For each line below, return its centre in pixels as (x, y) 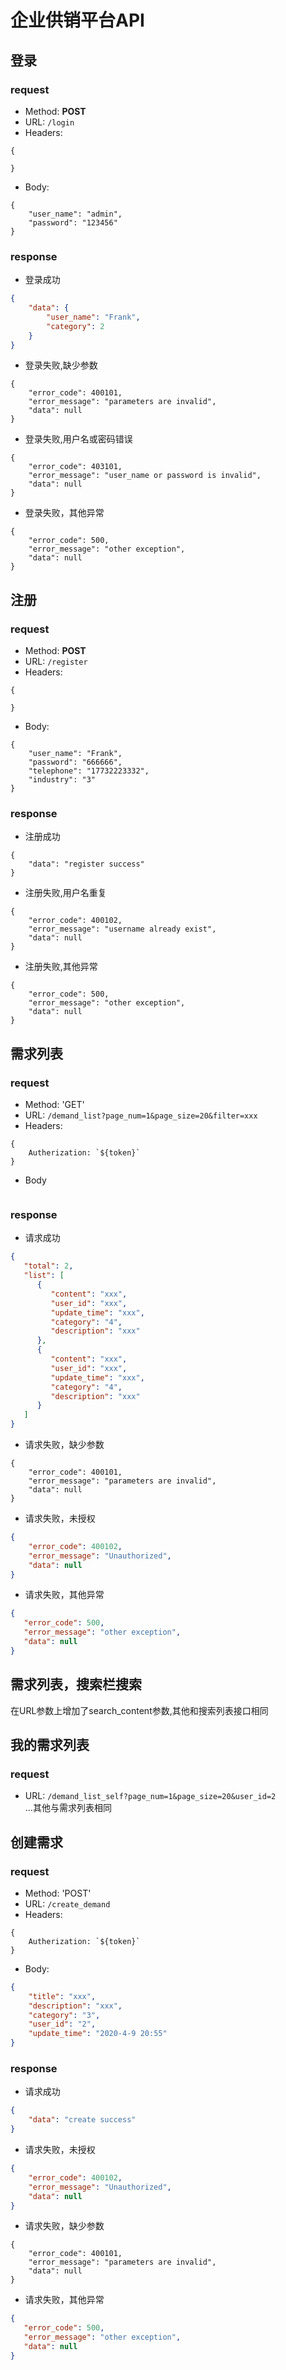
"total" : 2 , (48, 1266)
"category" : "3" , (64, 2015)
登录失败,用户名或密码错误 (78, 439)
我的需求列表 (50, 1744)
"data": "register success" (86, 864)
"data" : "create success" (82, 2120)
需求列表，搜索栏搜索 (76, 1684)
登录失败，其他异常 (64, 513)
